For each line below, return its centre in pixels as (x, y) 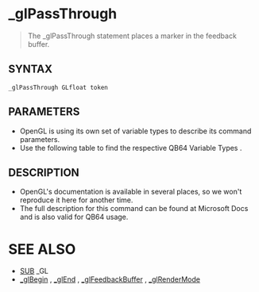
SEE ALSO (42, 249)
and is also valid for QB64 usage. (74, 217)
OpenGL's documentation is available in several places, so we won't (131, 192)
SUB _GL (34, 271)
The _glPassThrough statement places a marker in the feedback (132, 36)
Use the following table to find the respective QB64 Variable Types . (131, 148)
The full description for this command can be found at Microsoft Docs (134, 209)
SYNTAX (31, 69)
